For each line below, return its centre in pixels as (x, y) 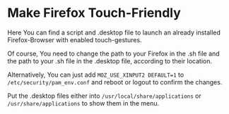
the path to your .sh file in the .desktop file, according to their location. (110, 61)
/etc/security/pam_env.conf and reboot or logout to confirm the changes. (115, 82)
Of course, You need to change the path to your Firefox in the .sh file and (114, 53)
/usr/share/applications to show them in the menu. (83, 103)
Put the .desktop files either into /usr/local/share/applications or (104, 96)
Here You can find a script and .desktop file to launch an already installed (114, 32)
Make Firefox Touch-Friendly (94, 13)
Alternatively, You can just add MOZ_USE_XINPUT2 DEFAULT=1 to (96, 75)
